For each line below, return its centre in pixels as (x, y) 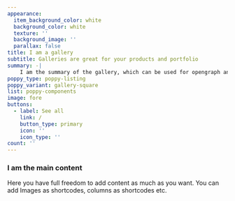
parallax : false (37, 46)
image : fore (24, 98)
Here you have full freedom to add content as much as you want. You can (113, 183)
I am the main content (45, 168)
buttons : (20, 105)
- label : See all (39, 111)
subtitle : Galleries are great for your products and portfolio (103, 59)
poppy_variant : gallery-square (53, 85)
